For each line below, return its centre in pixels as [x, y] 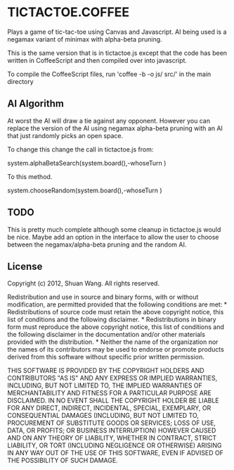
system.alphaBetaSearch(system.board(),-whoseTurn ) [87, 163]
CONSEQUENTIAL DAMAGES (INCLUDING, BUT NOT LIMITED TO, [103, 416]
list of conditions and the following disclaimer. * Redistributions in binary [112, 320]
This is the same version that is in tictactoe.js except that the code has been [117, 53]
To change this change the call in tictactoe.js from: [80, 149]
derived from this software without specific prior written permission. [106, 357]
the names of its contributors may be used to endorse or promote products [116, 350]
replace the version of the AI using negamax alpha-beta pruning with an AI [115, 128]
